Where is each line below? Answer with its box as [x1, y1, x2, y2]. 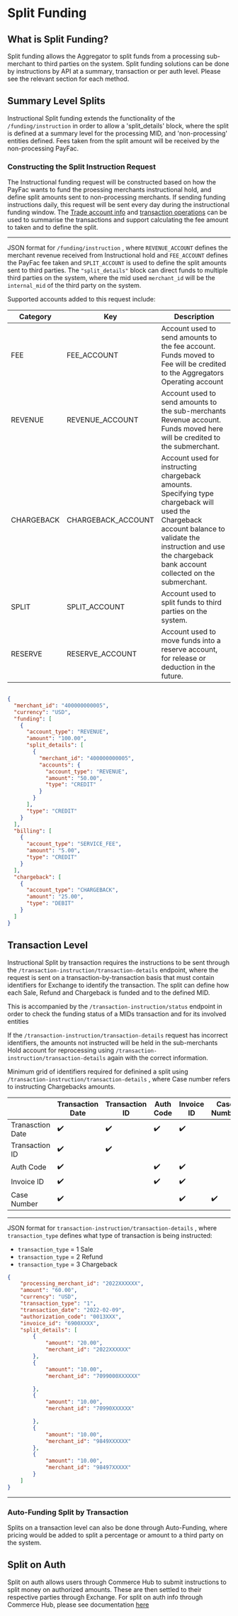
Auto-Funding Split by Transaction [7, 1507, 129, 1517]
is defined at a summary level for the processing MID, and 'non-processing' [7, 129, 228, 138]
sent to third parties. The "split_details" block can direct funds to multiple [7, 266, 228, 274]
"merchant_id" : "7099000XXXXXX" [45, 1372, 141, 1380]
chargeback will [161, 498, 214, 508]
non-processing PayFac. [7, 144, 79, 152]
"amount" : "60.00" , [20, 1287, 78, 1294]
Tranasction [11, 1120, 51, 1130]
